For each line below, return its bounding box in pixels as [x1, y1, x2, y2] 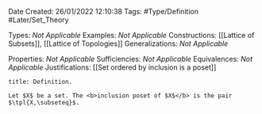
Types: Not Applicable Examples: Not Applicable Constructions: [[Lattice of [8, 31, 255, 40]
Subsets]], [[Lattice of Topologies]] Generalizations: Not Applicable [8, 39, 229, 48]
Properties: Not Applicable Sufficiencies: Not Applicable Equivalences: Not [8, 55, 252, 63]
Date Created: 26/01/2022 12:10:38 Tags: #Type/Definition [8, 7, 199, 16]
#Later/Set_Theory [8, 15, 69, 25]
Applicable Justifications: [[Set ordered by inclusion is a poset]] [8, 63, 217, 72]
